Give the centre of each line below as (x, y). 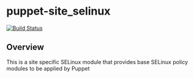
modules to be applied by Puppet (48, 68)
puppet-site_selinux (58, 11)
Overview (25, 47)
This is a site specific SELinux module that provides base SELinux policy (97, 62)
